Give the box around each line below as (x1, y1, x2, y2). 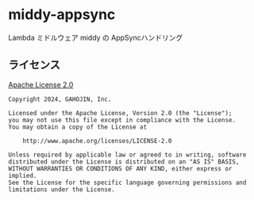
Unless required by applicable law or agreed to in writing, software (8, 151, 247, 159)
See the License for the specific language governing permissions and (8, 179, 247, 187)
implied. (8, 171, 37, 179)
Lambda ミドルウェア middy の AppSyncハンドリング (8, 33, 183, 42)
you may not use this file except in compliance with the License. (8, 116, 237, 124)
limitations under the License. (8, 185, 115, 194)
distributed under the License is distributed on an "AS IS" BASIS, (8, 157, 240, 166)
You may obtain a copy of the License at (8, 123, 148, 131)
